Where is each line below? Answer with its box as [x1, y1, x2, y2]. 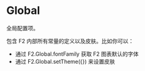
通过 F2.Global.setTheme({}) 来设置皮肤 [15, 58, 115, 65]
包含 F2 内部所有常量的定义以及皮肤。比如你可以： [6, 37, 134, 44]
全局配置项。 [6, 24, 39, 32]
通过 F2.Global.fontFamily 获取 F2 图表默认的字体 [15, 50, 139, 58]
